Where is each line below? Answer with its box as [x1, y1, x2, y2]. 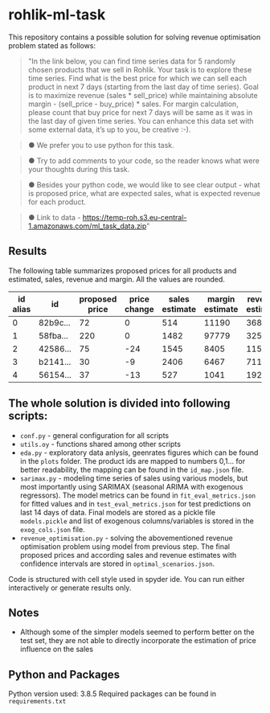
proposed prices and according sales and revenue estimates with [19, 550, 237, 559]
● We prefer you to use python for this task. [27, 140, 174, 150]
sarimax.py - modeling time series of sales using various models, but [19, 473, 248, 483]
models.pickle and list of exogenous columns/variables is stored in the [19, 516, 255, 526]
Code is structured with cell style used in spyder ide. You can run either [8, 574, 245, 584]
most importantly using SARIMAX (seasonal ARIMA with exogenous [19, 481, 243, 491]
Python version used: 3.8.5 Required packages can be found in [8, 689, 217, 699]
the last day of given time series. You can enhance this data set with [27, 116, 255, 125]
